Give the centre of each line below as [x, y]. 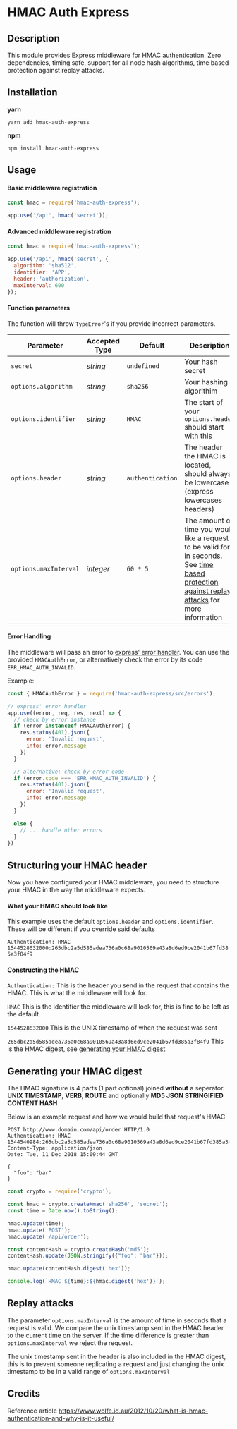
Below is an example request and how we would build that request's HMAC [116, 1117]
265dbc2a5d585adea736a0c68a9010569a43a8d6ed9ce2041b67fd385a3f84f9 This [116, 1042]
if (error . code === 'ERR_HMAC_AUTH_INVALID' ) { [85, 778]
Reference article [32, 1411]
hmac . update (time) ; [36, 1223]
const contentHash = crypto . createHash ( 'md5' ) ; [79, 1249]
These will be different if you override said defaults [81, 929]
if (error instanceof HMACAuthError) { [72, 726]
